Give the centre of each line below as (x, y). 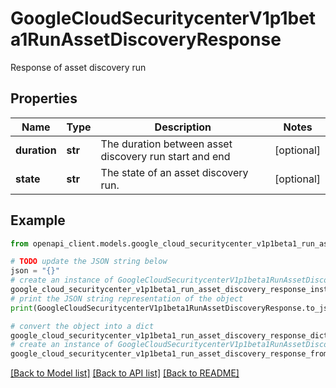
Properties (44, 98)
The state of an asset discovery (174, 172)
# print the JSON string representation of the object (127, 298)
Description (183, 127)
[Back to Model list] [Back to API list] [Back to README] (125, 373)
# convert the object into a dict (82, 326)
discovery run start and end (165, 156)
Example (38, 220)
